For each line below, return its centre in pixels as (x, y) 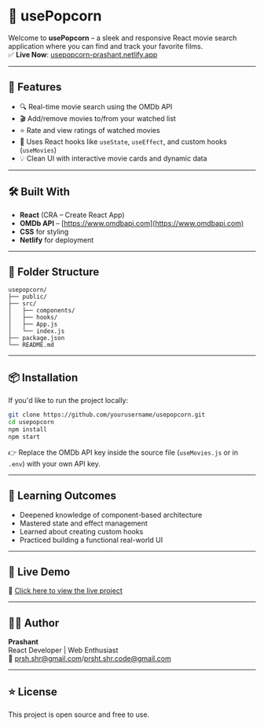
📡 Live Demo (39, 572)
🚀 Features (35, 87)
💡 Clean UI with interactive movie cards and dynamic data (113, 158)
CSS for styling (44, 231)
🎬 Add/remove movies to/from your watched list (98, 118)
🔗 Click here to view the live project (66, 591)
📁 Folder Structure (54, 272)
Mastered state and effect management (83, 523)
